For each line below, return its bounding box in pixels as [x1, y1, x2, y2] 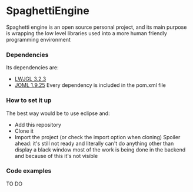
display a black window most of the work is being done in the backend [14, 146, 186, 153]
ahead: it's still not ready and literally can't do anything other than [14, 140, 174, 147]
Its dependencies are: [6, 64, 59, 71]
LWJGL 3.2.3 [14, 75, 46, 83]
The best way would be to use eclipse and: [6, 110, 110, 117]
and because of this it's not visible [14, 152, 98, 159]
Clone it [14, 127, 34, 134]
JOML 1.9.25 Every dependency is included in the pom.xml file [14, 82, 166, 89]
